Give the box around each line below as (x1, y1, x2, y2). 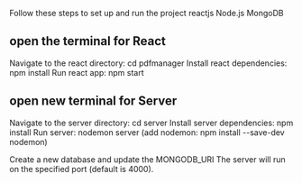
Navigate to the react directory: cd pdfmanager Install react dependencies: (9, 58, 288, 69)
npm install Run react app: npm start (9, 67, 144, 78)
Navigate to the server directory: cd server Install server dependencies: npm (9, 117, 294, 128)
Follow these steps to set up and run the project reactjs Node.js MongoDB (9, 8, 284, 18)
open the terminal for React (9, 33, 167, 49)
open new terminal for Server (9, 94, 178, 109)
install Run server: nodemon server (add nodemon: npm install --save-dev (9, 126, 286, 138)
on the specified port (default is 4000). (9, 163, 154, 174)
